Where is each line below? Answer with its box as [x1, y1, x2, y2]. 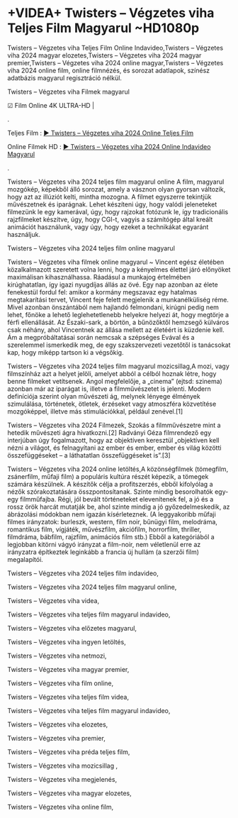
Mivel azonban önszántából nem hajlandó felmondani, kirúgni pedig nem [7, 303, 220, 311]
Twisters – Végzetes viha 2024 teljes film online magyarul [7, 243, 176, 253]
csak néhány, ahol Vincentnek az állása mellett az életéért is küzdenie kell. [7, 325, 225, 334]
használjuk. [7, 230, 41, 238]
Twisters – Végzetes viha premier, [7, 734, 106, 742]
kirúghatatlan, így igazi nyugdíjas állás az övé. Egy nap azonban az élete [7, 280, 218, 289]
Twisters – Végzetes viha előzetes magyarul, [7, 624, 137, 632]
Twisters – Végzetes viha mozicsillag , [7, 761, 118, 770]
